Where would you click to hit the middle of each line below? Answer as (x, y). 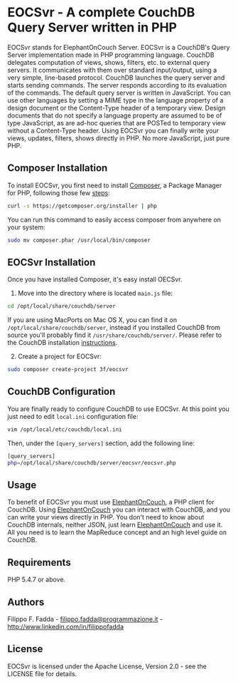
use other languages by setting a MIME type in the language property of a (115, 100)
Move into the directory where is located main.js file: (95, 294)
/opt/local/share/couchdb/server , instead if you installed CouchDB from (114, 328)
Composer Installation (58, 168)
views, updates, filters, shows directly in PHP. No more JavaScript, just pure (119, 138)
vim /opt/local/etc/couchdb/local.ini (65, 429)
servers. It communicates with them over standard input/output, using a (112, 70)
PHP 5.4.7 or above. (37, 580)
